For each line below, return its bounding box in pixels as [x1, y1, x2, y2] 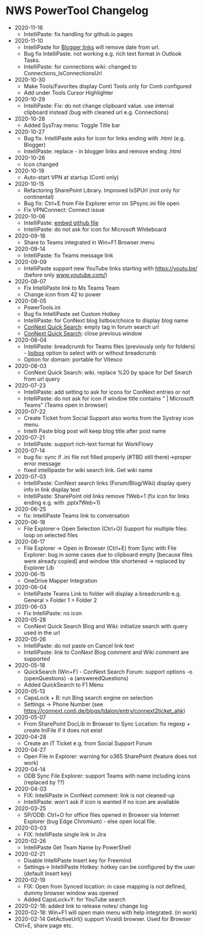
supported [23, 655, 50, 662]
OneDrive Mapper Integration [23, 577, 98, 584]
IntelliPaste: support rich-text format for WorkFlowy [23, 440, 154, 448]
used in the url [23, 629, 60, 636]
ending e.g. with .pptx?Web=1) [23, 498, 101, 506]
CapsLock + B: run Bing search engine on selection [23, 694, 153, 701]
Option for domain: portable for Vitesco [23, 356, 123, 363]
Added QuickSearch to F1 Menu [23, 681, 104, 688]
